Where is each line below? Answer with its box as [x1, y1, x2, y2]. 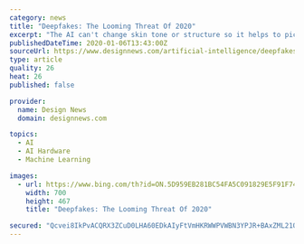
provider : [9, 97, 47, 106]
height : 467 [25, 196, 71, 206]
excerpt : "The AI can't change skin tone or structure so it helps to [9, 30, 281, 39]
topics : [9, 130, 39, 139]
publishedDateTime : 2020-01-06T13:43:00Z [9, 38, 168, 48]
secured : [9, 221, 43, 230]
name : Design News [17, 105, 88, 114]
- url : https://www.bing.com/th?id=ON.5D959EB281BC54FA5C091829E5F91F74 [17, 180, 298, 189]
